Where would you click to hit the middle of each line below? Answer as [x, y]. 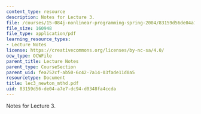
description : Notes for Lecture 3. [51, 17]
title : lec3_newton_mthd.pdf [42, 84]
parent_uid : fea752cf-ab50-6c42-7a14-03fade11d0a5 [71, 72]
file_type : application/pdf [41, 34]
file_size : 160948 [29, 28]
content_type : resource [36, 12]
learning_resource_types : [38, 39]
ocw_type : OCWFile [29, 56]
